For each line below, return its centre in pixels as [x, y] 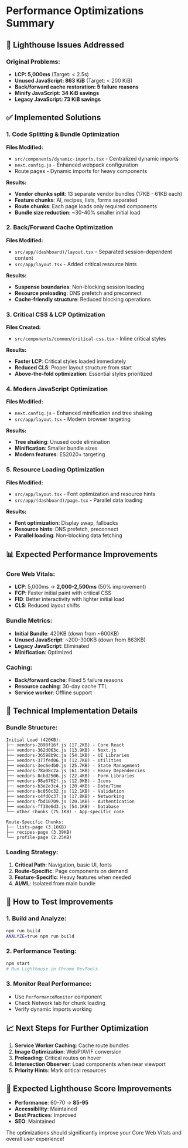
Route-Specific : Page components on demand [71, 871]
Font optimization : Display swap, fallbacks [66, 522]
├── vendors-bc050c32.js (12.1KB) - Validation [65, 791]
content [24, 258]
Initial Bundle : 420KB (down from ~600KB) [67, 633]
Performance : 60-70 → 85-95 [52, 1103]
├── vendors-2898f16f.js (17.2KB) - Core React [65, 745]
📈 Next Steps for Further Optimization [78, 1028]
